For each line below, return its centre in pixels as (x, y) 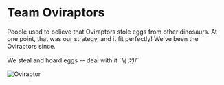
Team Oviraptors (56, 13)
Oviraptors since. (32, 46)
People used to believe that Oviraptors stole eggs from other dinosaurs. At (112, 32)
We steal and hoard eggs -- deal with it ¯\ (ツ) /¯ (74, 60)
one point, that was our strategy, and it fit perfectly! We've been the (103, 38)
